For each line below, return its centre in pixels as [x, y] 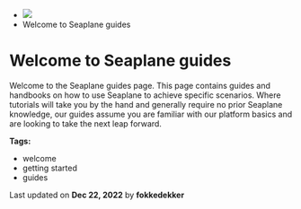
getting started [50, 168]
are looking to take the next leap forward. [85, 123]
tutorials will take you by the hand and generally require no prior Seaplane [146, 104]
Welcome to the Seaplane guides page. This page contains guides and [140, 85]
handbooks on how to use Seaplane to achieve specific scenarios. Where [145, 95]
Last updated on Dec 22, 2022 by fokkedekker [97, 195]
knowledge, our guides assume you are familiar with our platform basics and [151, 114]
